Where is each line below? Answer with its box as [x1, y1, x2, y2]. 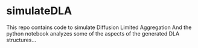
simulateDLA [6, 4, 72, 18]
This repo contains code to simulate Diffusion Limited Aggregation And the [6, 24, 192, 31]
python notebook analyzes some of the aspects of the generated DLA [6, 30, 180, 37]
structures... [6, 36, 37, 43]
